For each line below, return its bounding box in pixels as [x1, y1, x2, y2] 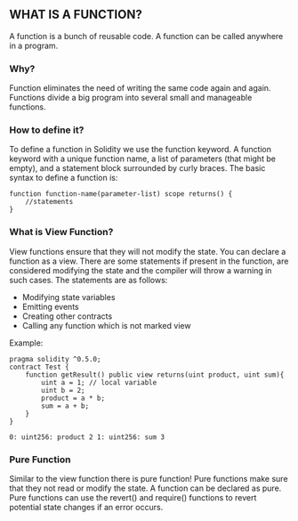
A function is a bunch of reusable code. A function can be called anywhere [9, 30, 284, 41]
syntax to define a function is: [9, 173, 118, 183]
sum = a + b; [41, 401, 90, 411]
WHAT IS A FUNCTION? [9, 7, 142, 22]
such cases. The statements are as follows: [9, 274, 168, 285]
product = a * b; [41, 394, 105, 403]
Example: [9, 338, 44, 348]
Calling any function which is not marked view [21, 320, 191, 330]
